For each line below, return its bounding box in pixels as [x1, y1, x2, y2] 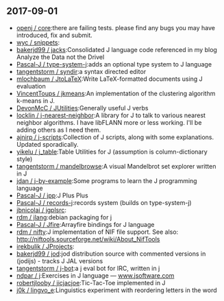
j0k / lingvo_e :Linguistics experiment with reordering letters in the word [16, 286, 217, 294]
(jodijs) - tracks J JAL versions [16, 256, 103, 265]
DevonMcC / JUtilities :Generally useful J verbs [16, 104, 149, 112]
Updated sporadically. [16, 140, 79, 148]
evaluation [16, 82, 46, 90]
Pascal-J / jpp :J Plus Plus [16, 191, 88, 200]
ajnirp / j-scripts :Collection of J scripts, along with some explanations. [16, 133, 214, 141]
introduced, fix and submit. [16, 31, 93, 39]
